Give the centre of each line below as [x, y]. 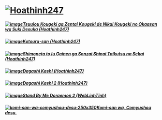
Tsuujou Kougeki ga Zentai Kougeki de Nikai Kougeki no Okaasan [90, 24]
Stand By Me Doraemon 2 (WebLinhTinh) [64, 95]
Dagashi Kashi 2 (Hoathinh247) [55, 83]
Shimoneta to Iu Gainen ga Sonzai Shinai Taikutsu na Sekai [83, 54]
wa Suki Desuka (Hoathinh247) [37, 29]
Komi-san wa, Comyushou [124, 108]
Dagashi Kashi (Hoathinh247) [53, 71]
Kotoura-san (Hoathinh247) [52, 42]
